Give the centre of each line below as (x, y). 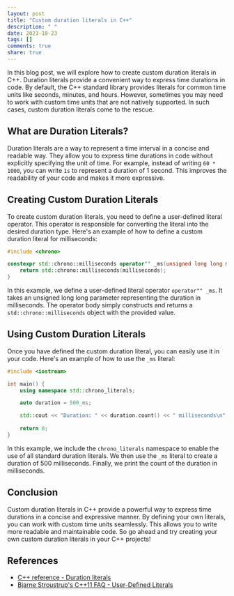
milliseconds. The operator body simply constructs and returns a (100, 305)
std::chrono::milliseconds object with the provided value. (92, 312)
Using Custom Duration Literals (77, 334)
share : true (24, 53)
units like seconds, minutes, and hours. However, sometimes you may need (115, 94)
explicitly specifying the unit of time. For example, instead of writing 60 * (111, 163)
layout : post (26, 14)
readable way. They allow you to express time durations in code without (110, 155)
